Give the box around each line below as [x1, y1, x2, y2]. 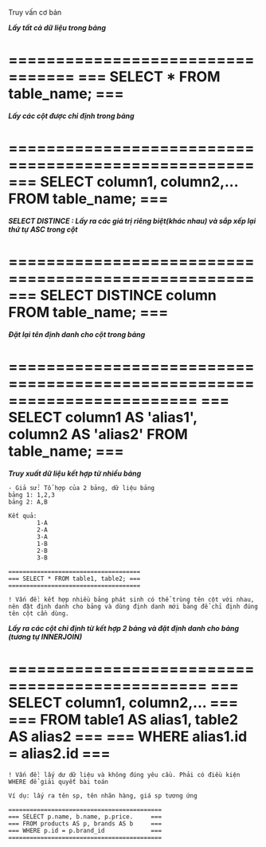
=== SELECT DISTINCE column [8, 287, 217, 304]
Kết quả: [8, 512, 37, 520]
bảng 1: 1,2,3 [8, 491, 56, 499]
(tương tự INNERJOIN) [8, 632, 82, 641]
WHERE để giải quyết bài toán [8, 778, 109, 786]
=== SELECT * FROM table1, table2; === [8, 574, 141, 582]
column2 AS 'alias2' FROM [8, 425, 189, 443]
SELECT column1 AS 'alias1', [8, 409, 198, 426]
